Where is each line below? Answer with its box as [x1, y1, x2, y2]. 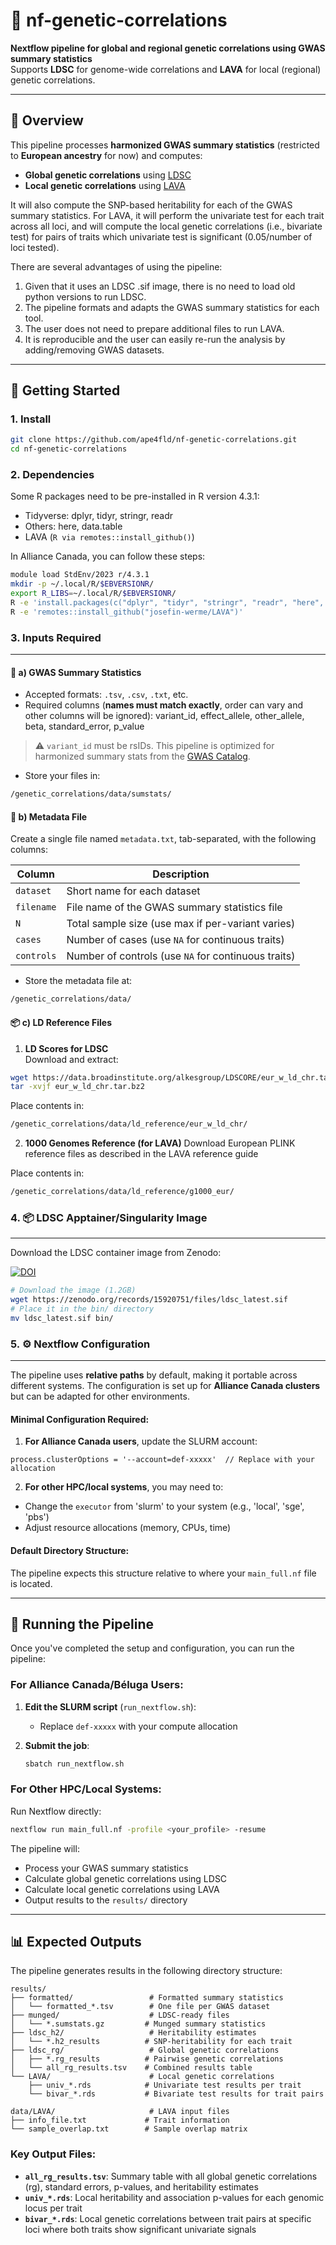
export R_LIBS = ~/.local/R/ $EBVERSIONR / [10, 589, 177, 599]
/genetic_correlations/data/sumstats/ [10, 789, 172, 799]
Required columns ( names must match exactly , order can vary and [24, 699, 304, 711]
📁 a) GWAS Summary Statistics [10, 666, 142, 678]
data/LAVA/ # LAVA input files [10, 2107, 230, 2117]
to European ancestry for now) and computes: [10, 149, 203, 161]
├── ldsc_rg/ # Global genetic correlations [10, 2045, 280, 2056]
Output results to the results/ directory [24, 1894, 188, 1906]
